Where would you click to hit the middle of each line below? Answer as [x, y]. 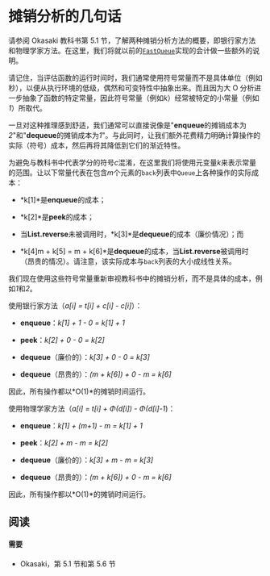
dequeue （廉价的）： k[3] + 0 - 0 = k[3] [85, 357]
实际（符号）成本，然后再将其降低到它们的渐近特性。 [97, 145]
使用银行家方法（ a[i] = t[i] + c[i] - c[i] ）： [75, 305]
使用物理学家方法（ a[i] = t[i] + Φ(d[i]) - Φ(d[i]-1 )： [92, 408]
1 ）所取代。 [27, 108]
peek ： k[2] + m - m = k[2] [64, 442]
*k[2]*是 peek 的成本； [57, 217]
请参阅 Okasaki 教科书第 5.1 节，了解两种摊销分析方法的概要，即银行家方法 [132, 40]
